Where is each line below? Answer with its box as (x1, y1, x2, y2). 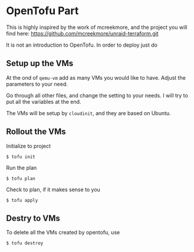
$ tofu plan (6, 175, 35, 181)
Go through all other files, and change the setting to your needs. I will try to (6, 91, 189, 99)
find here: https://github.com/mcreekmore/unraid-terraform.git (6, 30, 159, 37)
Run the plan (6, 164, 37, 171)
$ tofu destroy (6, 240, 44, 246)
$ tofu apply (6, 197, 38, 203)
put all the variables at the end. (6, 98, 81, 105)
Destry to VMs (6, 213, 60, 223)
